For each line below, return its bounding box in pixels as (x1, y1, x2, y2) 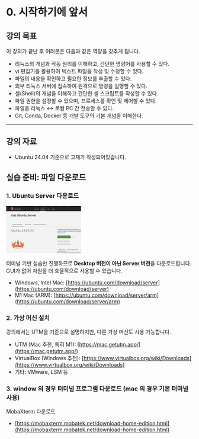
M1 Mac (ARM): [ (14, 291, 56, 299)
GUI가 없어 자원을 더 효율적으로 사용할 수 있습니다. (6, 267, 123, 274)
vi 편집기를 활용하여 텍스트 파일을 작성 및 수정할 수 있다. (14, 68, 144, 75)
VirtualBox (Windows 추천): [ (14, 355, 84, 362)
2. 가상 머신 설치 (6, 313, 50, 322)
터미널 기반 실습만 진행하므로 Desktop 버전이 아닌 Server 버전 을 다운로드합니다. (6, 259, 192, 267)
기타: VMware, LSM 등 (14, 368, 68, 376)
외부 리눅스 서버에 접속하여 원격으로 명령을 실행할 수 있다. (14, 82, 148, 89)
